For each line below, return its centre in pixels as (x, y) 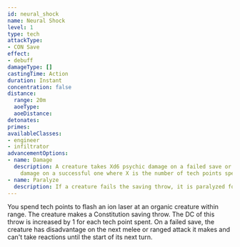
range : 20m (30, 101)
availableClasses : (35, 133)
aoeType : (27, 107)
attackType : (25, 41)
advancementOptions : (38, 153)
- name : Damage (30, 160)
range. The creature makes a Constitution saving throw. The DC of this (111, 214)
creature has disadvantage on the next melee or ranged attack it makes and (119, 230)
